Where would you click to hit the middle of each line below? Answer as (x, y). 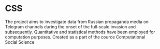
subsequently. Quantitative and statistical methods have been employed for (80, 32)
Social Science (20, 42)
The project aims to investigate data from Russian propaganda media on (77, 22)
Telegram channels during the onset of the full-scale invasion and (71, 26)
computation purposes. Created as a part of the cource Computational (75, 37)
